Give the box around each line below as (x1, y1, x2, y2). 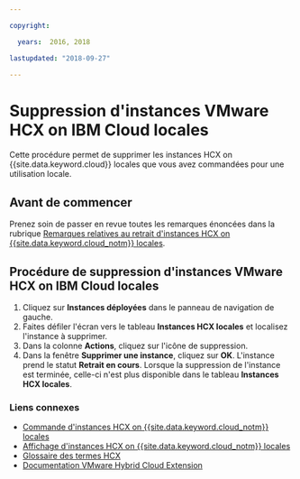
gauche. (22, 311, 53, 322)
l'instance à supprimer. (22, 330, 108, 341)
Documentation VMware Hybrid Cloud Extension (22, 460, 203, 471)
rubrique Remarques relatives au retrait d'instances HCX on (9, 228, 231, 239)
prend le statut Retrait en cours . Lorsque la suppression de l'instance (22, 359, 281, 370)
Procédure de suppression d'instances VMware (9, 263, 284, 280)
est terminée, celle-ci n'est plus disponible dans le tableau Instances (22, 369, 279, 380)
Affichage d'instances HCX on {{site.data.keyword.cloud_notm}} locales (22, 441, 291, 452)
